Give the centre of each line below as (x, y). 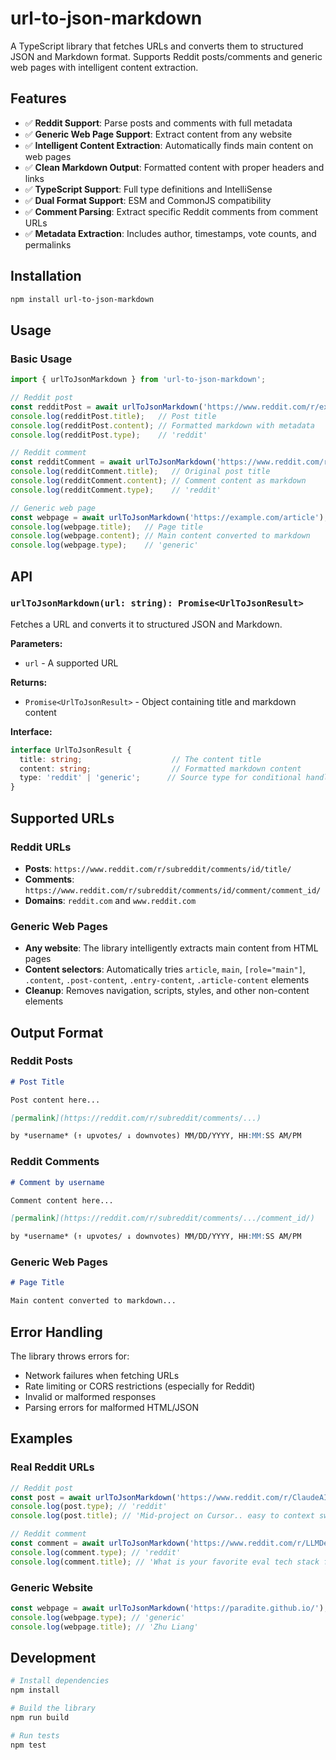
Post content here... (55, 1100)
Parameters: (36, 643)
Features (38, 98)
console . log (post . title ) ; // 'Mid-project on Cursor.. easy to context (162, 1516)
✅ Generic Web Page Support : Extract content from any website (158, 134)
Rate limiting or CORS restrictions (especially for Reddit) (140, 1386)
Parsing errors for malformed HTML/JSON (112, 1408)
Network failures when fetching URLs (102, 1376)
